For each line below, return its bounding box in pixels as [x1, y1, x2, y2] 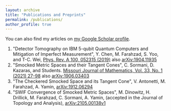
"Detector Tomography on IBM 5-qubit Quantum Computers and [12, 46, 148, 52]
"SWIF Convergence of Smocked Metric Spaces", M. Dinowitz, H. [12, 89, 151, 95]
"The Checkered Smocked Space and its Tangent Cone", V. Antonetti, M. [12, 78, 166, 84]
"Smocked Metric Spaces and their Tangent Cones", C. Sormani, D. [12, 62, 155, 68]
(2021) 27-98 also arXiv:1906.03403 [12, 73, 90, 79]
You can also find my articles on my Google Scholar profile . [5, 36, 131, 42]
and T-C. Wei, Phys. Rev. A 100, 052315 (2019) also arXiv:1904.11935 [12, 57, 157, 63]
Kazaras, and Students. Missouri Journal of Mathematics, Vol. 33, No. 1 [12, 68, 163, 74]
